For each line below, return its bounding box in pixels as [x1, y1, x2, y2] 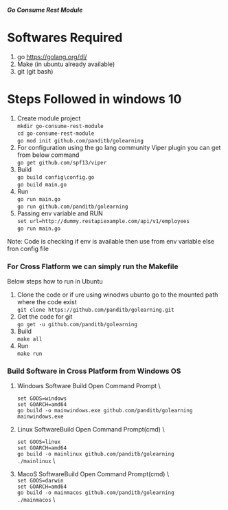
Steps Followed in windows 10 [7, 92, 182, 107]
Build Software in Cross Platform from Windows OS [7, 366, 181, 376]
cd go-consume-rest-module [16, 130, 95, 137]
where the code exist [16, 298, 77, 306]
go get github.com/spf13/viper [16, 159, 107, 166]
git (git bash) [16, 67, 54, 75]
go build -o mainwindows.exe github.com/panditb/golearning [16, 407, 193, 414]
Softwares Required [7, 30, 123, 45]
